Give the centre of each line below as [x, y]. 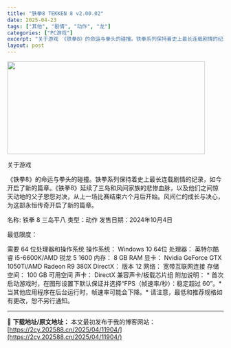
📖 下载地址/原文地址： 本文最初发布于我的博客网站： [81, 322]
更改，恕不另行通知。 [43, 301]
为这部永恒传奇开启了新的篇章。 [52, 205]
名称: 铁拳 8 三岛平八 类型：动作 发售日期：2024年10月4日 [90, 220]
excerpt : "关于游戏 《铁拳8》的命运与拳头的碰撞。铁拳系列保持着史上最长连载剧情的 [113, 39]
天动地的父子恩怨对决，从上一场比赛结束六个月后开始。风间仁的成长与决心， [115, 196]
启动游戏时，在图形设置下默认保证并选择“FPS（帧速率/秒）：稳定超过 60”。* [114, 284]
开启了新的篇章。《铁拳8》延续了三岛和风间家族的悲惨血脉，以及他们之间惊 [113, 188]
